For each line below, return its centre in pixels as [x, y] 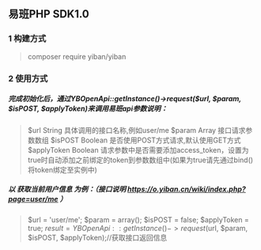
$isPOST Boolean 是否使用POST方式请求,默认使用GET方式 [146, 140]
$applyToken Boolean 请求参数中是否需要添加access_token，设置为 [138, 150]
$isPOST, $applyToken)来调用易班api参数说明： [88, 108]
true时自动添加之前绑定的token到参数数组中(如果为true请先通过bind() [140, 160]
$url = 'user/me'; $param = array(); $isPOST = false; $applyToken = [138, 219]
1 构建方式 [27, 39]
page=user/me [33, 199]
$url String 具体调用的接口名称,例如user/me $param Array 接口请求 [136, 130]
